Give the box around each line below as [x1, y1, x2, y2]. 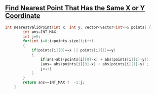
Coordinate [5, 12, 40, 20]
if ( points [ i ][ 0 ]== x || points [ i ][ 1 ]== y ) [31, 48, 116, 53]
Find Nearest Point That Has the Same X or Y [5, 4, 145, 12]
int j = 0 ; [23, 34, 41, 39]
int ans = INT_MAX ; [23, 29, 58, 34]
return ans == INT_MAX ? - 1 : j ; [23, 80, 85, 85]
